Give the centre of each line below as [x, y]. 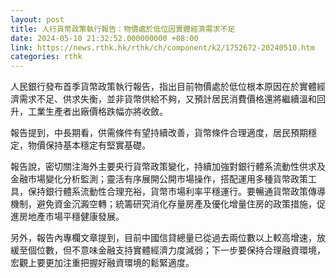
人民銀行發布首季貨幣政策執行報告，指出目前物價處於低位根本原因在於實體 [163, 87]
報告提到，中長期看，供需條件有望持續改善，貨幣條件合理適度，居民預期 [159, 133]
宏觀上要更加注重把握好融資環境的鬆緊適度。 [102, 263]
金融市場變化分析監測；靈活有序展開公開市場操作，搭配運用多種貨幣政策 [159, 179]
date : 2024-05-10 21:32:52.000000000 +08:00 [104, 38]
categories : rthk [46, 57]
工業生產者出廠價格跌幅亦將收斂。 [97, 112]
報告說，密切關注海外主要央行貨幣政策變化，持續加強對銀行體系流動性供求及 [168, 167]
